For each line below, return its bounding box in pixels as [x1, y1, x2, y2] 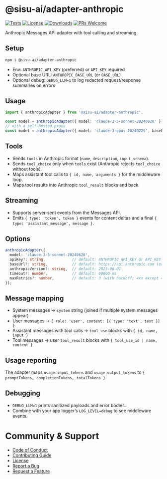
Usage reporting [5, 356, 57, 365]
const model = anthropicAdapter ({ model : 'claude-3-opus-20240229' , [5, 128, 150, 133]
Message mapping [5, 294, 64, 302]
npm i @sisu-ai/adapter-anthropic [5, 57, 77, 62]
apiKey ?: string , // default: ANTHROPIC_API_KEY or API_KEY [9, 257, 162, 262]
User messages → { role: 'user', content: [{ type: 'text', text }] [12, 318, 161, 324]
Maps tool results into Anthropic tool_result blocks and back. [12, 182, 140, 188]
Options [5, 235, 31, 243]
